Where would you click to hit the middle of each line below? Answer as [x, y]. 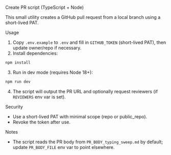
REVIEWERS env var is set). [39, 97]
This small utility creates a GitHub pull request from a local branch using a [83, 17]
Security [14, 107]
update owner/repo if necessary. [47, 48]
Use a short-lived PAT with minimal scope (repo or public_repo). [80, 116]
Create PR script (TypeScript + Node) [45, 7]
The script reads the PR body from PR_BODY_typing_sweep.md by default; [88, 142]
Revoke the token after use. [41, 122]
